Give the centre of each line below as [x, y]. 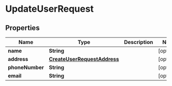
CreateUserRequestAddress [84, 59]
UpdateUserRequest [49, 9]
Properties [23, 28]
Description [138, 42]
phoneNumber [26, 67]
